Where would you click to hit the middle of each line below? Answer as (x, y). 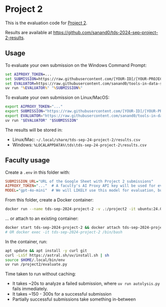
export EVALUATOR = (24, 116)
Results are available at (29, 32)
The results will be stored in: (34, 130)
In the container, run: (26, 242)
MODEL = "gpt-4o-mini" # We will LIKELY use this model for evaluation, (80, 191)
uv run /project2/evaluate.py (36, 264)
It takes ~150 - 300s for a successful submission (62, 294)
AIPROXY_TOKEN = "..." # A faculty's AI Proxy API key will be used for (80, 186)
